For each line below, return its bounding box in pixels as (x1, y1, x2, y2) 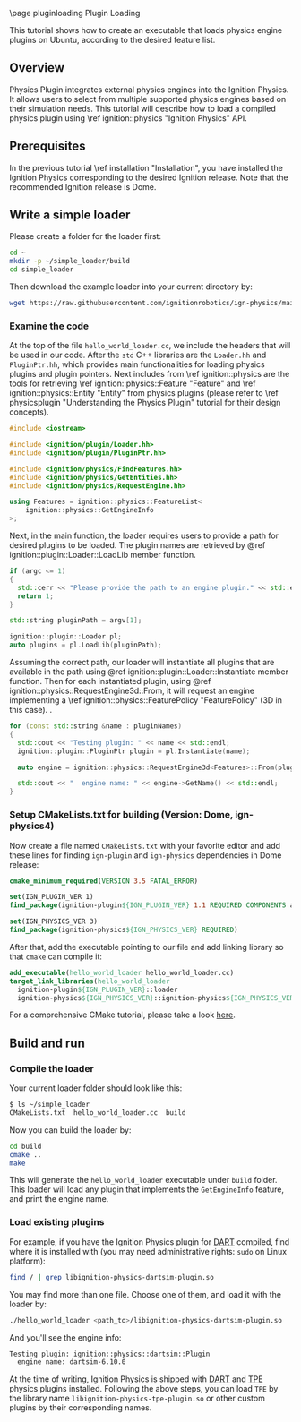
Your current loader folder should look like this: (9, 1083, 183, 1093)
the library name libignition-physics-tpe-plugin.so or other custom (9, 1392, 266, 1404)
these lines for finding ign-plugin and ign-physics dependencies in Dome (9, 850, 282, 861)
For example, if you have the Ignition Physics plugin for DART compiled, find (9, 1236, 290, 1247)
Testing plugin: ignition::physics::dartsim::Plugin (9, 1349, 211, 1358)
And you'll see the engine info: (9, 1332, 122, 1342)
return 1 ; (17, 591, 54, 601)
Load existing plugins (9, 1216, 105, 1229)
